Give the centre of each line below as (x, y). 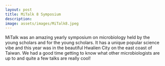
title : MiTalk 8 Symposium (33, 14)
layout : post (19, 10)
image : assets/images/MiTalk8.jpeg (42, 23)
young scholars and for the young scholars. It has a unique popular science (82, 43)
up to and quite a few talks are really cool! (48, 58)
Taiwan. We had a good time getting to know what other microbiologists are (82, 53)
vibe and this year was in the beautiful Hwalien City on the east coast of (79, 48)
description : (19, 19)
